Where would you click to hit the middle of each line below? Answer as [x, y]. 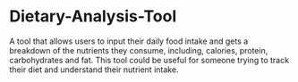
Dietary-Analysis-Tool [93, 16]
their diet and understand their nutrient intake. [94, 70]
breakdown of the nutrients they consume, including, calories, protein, [139, 50]
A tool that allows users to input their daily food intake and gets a [129, 41]
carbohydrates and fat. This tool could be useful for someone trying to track [149, 60]
